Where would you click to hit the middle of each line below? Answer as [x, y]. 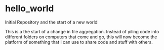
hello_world [30, 9]
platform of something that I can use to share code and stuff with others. [79, 42]
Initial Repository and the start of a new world [51, 22]
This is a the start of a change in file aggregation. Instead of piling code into [82, 31]
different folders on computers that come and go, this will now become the [81, 37]
